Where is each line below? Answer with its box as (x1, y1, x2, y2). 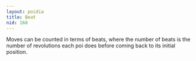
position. (6, 49, 28, 56)
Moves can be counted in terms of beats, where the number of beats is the (6, 36, 191, 43)
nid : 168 (6, 20, 28, 25)
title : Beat (6, 14, 36, 20)
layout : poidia (6, 8, 44, 15)
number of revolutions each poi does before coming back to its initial (6, 42, 176, 49)
